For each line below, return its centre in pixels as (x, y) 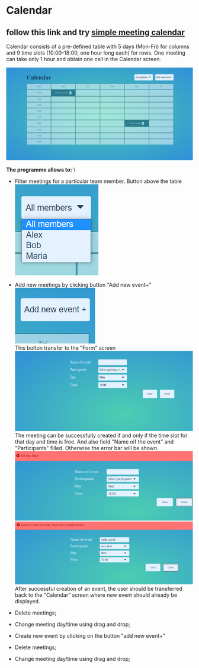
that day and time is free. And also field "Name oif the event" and (94, 442)
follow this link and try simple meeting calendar (96, 32)
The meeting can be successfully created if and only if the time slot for (101, 436)
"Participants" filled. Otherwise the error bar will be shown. (86, 448)
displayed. (27, 601)
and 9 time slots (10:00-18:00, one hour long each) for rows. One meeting (96, 53)
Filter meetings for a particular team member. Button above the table (98, 181)
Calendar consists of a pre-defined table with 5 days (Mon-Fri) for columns (98, 46)
